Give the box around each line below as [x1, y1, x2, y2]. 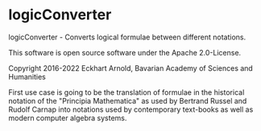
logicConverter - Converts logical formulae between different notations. [8, 32, 246, 42]
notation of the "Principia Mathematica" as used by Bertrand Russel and [8, 96, 247, 105]
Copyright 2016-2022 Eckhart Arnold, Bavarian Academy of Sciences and [8, 63, 254, 73]
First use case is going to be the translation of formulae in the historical [8, 87, 245, 97]
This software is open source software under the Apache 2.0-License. [8, 47, 242, 57]
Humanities [8, 72, 46, 81]
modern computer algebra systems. [8, 113, 127, 122]
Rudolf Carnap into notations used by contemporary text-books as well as [8, 104, 254, 114]
